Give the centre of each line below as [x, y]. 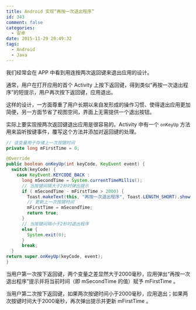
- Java [19, 55]
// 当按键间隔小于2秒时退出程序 [55, 224]
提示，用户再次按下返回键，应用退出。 [70, 92]
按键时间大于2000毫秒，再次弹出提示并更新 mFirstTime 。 [81, 301]
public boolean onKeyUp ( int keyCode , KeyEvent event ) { [75, 164]
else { [30, 229]
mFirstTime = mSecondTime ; [60, 208]
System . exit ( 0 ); [47, 235]
